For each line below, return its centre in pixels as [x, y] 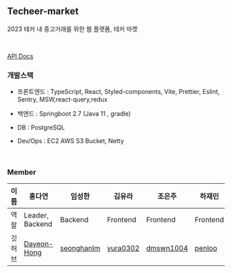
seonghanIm [80, 248]
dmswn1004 [167, 248]
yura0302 [123, 248]
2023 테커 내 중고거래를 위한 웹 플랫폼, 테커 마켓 [72, 29]
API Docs [20, 56]
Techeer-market [43, 11]
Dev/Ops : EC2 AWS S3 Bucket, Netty [70, 141]
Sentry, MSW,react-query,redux [62, 100]
